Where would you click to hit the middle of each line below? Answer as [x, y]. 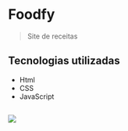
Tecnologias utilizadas [64, 61]
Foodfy [32, 15]
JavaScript [37, 96]
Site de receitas [52, 36]
